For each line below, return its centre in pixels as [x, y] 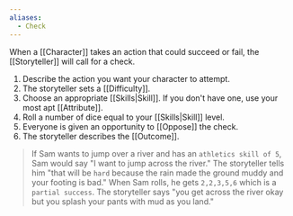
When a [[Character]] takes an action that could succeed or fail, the [134, 51]
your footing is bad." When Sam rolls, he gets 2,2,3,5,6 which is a [154, 182]
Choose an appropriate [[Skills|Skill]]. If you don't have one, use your [150, 98]
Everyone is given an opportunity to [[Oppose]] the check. [130, 126]
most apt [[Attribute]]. [62, 107]
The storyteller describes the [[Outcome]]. [101, 136]
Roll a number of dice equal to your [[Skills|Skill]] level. [123, 117]
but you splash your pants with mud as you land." [122, 201]
